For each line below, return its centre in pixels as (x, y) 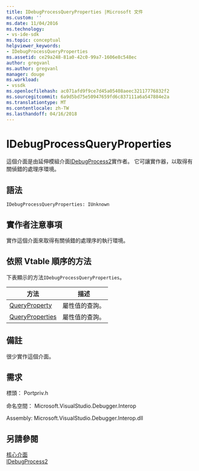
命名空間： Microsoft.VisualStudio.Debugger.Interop (71, 406)
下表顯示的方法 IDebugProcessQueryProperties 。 (66, 277)
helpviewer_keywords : (34, 46)
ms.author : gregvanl (32, 68)
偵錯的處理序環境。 (35, 169)
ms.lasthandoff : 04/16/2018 (42, 114)
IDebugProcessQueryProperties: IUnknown (58, 204)
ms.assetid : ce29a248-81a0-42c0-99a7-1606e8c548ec (72, 57)
